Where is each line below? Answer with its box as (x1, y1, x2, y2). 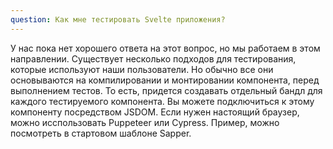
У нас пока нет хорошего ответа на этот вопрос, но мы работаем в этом (10, 42, 321, 54)
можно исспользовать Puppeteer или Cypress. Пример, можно (10, 116, 280, 128)
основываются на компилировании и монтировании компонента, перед (10, 74, 320, 86)
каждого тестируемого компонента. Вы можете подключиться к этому (10, 95, 315, 107)
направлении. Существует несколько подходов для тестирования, (10, 52, 297, 65)
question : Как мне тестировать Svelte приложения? (10, 14, 226, 25)
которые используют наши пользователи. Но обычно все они (10, 63, 274, 75)
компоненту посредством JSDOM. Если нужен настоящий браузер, (10, 106, 300, 118)
